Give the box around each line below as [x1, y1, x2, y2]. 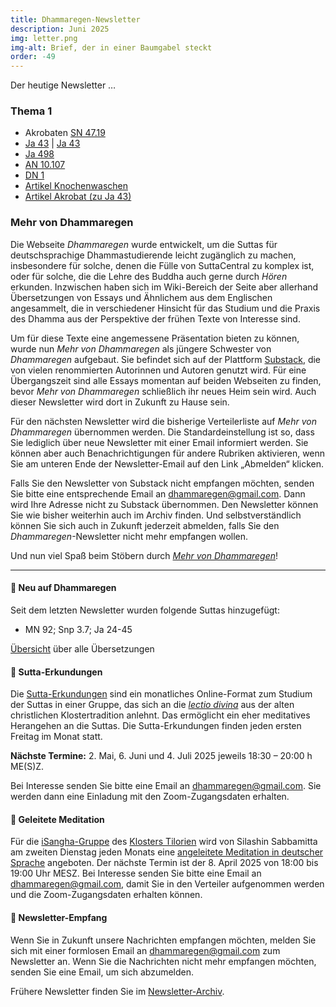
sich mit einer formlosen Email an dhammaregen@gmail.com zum [10, 944, 281, 956]
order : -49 [10, 52, 56, 62]
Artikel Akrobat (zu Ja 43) [24, 191, 132, 203]
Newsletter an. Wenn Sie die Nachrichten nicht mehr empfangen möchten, [10, 955, 317, 967]
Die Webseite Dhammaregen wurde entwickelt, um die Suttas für [10, 238, 278, 250]
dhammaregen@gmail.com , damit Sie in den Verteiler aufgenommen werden [10, 878, 325, 890]
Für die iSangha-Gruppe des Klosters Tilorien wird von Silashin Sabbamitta [10, 836, 318, 848]
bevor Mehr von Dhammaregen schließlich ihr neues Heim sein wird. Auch [10, 385, 317, 397]
